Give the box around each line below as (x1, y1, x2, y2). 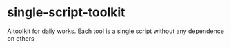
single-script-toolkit (7, 5, 125, 20)
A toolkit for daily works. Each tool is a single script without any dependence (7, 27, 224, 35)
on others (7, 34, 34, 42)
